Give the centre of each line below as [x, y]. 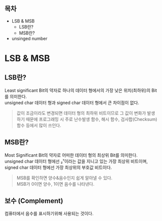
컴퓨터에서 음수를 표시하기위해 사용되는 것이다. [49, 214]
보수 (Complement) [34, 201]
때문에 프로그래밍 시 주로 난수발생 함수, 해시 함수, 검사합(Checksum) [92, 119]
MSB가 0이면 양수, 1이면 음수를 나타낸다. [56, 184]
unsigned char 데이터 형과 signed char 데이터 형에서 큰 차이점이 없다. [72, 103]
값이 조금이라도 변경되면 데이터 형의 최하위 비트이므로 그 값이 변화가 [81, 113]
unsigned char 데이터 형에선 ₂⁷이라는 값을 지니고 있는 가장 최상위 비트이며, [76, 161]
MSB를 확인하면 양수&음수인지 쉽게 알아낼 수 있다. [64, 178]
